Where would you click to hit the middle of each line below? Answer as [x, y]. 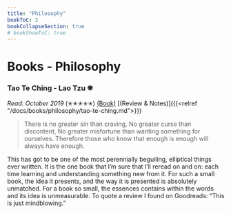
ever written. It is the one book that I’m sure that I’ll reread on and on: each [113, 167]
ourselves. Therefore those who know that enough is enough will [116, 138]
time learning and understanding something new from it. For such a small [111, 173]
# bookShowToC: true [37, 33]
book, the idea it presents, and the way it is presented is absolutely [102, 181]
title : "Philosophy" [37, 13]
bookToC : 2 [23, 20]
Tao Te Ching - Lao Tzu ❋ [50, 88]
